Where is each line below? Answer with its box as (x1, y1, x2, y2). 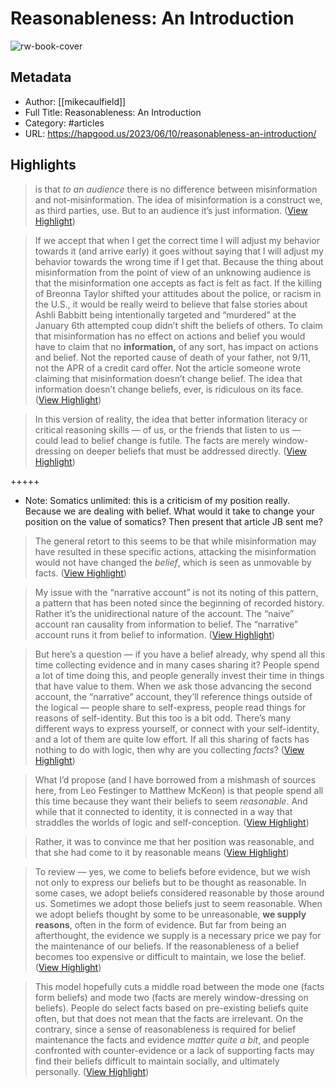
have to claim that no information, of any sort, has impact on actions (34, 340, 319, 352)
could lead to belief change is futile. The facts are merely (34, 434, 270, 446)
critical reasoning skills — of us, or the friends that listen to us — (34, 423, 302, 436)
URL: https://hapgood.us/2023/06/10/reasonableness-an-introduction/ (24, 127, 317, 139)
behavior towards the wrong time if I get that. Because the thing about (34, 255, 324, 267)
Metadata (10, 69, 72, 86)
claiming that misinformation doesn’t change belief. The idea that (34, 372, 303, 384)
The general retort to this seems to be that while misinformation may (34, 535, 317, 547)
